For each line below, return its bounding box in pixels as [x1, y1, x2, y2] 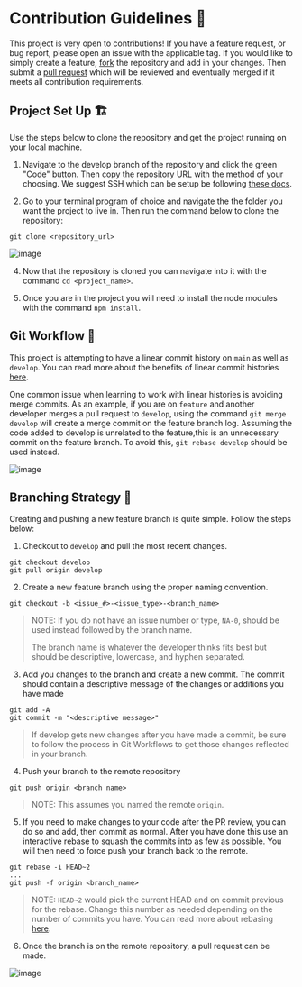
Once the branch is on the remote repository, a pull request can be [22, 941, 270, 952]
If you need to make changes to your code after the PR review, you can [22, 817, 287, 827]
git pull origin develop [9, 566, 103, 575]
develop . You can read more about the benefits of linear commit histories [9, 361, 279, 372]
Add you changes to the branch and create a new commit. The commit [22, 669, 286, 680]
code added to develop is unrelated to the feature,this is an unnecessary [9, 427, 279, 438]
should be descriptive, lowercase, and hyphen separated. [31, 652, 245, 663]
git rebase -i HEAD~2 [9, 863, 91, 873]
